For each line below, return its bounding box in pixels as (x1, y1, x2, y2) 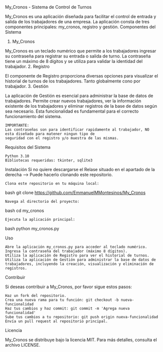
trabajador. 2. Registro (5, 63, 50, 69)
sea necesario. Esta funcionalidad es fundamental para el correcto (5, 108, 139, 114)
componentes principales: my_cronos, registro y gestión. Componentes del (5, 24, 156, 30)
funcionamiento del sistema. (5, 114, 62, 119)
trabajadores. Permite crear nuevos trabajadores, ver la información (5, 98, 142, 104)
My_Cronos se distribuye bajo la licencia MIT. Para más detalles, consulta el (5, 337, 157, 343)
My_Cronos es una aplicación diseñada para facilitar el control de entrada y (5, 14, 156, 19)
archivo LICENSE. (5, 342, 41, 348)
